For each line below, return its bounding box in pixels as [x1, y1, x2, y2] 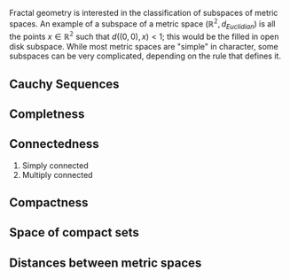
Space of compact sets [9, 225, 140, 240]
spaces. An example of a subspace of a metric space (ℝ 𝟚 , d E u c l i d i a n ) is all [9, 17, 276, 31]
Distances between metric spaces [9, 255, 202, 270]
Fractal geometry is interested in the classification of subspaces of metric [9, 8, 278, 18]
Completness [9, 106, 85, 121]
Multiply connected [21, 169, 93, 180]
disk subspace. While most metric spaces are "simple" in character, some [9, 42, 279, 52]
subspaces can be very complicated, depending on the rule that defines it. [9, 50, 282, 61]
